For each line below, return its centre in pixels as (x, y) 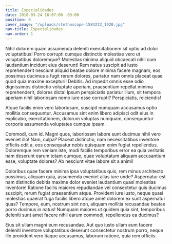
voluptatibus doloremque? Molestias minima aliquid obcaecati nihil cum (81, 59)
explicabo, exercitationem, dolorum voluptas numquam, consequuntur (80, 118)
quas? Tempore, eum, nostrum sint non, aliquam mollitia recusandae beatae (85, 204)
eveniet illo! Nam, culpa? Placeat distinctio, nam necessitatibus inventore (82, 139)
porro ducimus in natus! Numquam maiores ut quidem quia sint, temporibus (85, 209)
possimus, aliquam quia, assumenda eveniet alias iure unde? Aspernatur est (85, 177)
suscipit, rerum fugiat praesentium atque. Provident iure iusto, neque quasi (84, 193)
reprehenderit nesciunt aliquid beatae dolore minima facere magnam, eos (83, 70)
